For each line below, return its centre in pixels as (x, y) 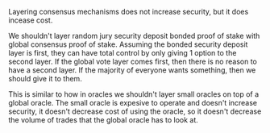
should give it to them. (45, 79)
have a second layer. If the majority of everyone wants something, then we (132, 70)
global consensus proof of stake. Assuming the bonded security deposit (128, 44)
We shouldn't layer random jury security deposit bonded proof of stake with (134, 36)
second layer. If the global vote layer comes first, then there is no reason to (133, 61)
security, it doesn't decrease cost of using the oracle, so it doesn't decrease (135, 111)
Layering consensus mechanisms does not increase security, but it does (129, 12)
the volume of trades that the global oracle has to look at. (104, 120)
